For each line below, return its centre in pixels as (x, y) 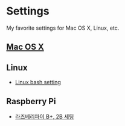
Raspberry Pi (31, 101)
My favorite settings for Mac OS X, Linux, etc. (63, 28)
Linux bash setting (38, 82)
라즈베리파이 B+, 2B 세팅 (44, 116)
